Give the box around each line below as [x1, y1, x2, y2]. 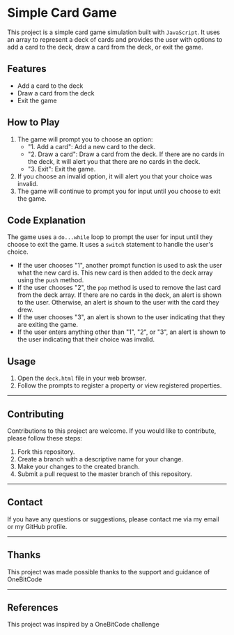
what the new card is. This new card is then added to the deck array [17, 268, 213, 277]
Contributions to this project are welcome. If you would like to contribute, [7, 427, 217, 435]
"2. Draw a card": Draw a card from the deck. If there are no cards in [27, 150, 225, 158]
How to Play [7, 116, 61, 128]
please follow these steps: [7, 434, 82, 442]
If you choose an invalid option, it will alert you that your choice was [17, 172, 212, 181]
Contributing [7, 408, 64, 420]
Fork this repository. [17, 447, 75, 456]
